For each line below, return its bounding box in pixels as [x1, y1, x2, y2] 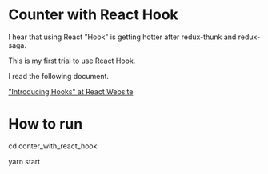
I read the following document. [8, 71, 110, 81]
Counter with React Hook [8, 6, 178, 24]
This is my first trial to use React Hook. [8, 56, 136, 65]
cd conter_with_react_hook [8, 141, 98, 151]
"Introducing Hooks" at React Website [8, 86, 134, 97]
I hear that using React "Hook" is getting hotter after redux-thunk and [8, 32, 237, 42]
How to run [8, 115, 83, 133]
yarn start [8, 156, 41, 166]
